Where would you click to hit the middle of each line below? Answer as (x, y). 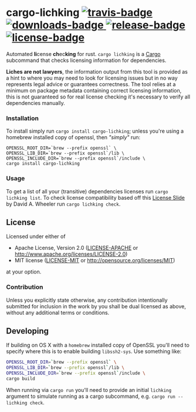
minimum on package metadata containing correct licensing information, (94, 90)
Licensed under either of (36, 236)
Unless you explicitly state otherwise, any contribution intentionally (87, 300)
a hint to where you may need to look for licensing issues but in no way (92, 78)
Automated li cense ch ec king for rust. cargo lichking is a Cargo (83, 54)
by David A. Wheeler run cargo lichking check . (63, 204)
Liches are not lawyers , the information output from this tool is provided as (97, 71)
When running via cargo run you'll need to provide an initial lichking (89, 390)
